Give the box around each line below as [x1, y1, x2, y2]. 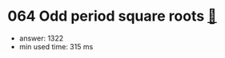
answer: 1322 [18, 33, 64, 43]
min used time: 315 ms [18, 41, 94, 51]
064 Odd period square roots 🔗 [7, 7, 217, 25]
